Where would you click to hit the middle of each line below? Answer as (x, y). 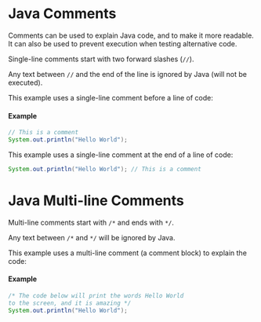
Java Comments (62, 14)
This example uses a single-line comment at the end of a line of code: (121, 155)
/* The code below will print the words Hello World (96, 295)
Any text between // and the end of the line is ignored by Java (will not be (127, 74)
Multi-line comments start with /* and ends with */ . (91, 222)
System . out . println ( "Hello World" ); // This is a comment (105, 169)
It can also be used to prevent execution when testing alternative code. (123, 43)
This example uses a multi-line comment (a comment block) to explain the (127, 253)
